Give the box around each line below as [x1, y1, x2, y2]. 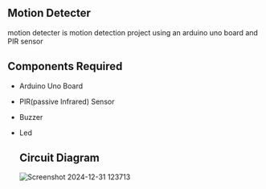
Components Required [7, 60, 123, 73]
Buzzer [18, 112, 43, 121]
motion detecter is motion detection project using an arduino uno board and [7, 27, 259, 37]
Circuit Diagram [18, 151, 100, 165]
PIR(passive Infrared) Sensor [18, 97, 115, 106]
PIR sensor [7, 36, 43, 46]
